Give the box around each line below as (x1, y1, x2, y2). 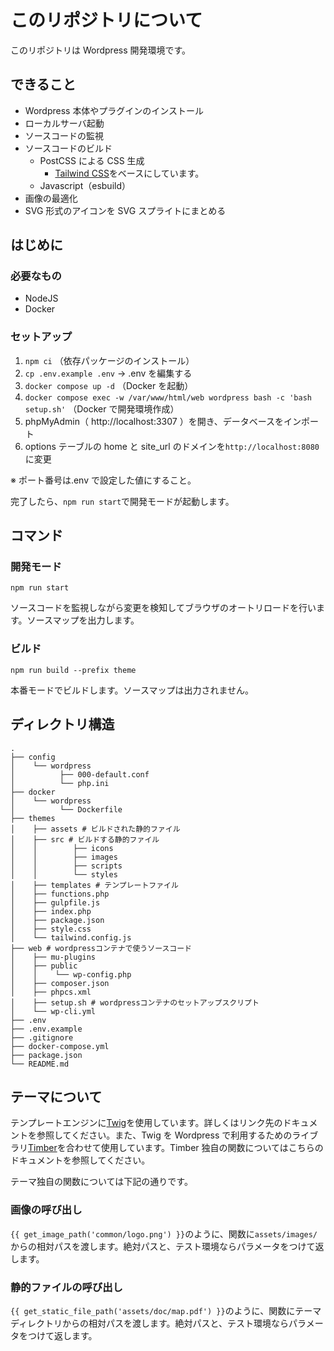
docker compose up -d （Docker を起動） (24, 379, 194, 391)
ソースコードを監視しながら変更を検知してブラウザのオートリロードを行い (10, 602, 317, 614)
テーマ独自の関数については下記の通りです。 (10, 1176, 193, 1188)
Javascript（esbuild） (39, 179, 131, 191)
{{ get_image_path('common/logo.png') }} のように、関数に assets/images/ (10, 1227, 318, 1240)
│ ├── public (10, 961, 78, 971)
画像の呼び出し (10, 1203, 83, 1217)
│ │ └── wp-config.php (10, 969, 132, 980)
